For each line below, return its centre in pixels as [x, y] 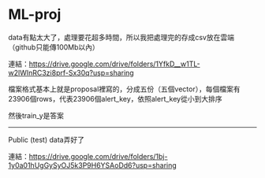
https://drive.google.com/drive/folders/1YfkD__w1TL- [114, 64]
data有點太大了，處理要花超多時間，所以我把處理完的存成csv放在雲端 [121, 37]
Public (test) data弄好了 [47, 139]
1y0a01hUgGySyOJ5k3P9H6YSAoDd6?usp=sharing [93, 165]
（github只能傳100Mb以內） [54, 47]
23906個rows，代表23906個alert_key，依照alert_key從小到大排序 [115, 98]
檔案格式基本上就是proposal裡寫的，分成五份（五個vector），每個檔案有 [124, 89]
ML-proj [35, 15]
